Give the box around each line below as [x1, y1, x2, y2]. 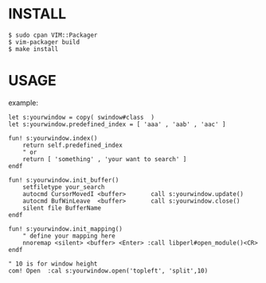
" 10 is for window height [8, 260, 98, 268]
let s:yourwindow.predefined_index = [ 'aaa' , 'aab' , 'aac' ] [8, 120, 226, 128]
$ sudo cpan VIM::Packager [8, 31, 98, 39]
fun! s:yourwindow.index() [8, 134, 98, 142]
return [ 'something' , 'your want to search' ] [22, 155, 187, 163]
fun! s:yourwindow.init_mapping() [8, 225, 123, 233]
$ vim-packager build [8, 37, 80, 46]
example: [8, 97, 38, 108]
